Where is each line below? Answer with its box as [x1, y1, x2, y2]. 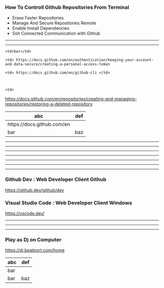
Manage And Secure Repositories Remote [12, 20, 97, 26]
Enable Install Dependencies [12, 25, 70, 31]
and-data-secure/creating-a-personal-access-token [5, 62, 110, 67]
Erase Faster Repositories [12, 15, 64, 21]
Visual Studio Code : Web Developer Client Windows [5, 199, 132, 206]
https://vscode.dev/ [5, 210, 45, 216]
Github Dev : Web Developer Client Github [5, 176, 106, 183]
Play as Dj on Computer [5, 236, 62, 243]
